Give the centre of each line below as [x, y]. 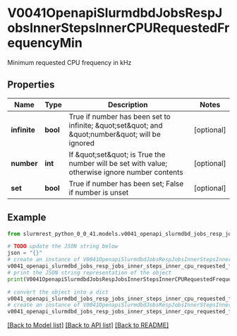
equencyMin [45, 43]
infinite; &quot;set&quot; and [116, 125]
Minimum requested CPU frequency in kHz [69, 62]
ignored [82, 143]
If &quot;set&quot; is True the [117, 155]
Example [27, 218]
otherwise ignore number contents [126, 172]
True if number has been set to [120, 116]
